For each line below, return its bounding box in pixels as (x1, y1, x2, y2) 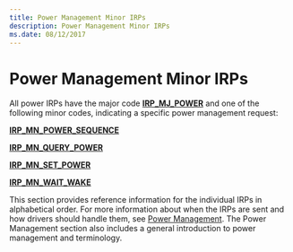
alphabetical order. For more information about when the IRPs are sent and (9, 204, 285, 215)
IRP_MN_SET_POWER (9, 160, 91, 170)
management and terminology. (9, 232, 123, 243)
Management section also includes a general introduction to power (9, 223, 256, 234)
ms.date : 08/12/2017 (9, 30, 87, 39)
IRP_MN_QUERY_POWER (9, 143, 103, 153)
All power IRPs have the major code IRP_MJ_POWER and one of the (9, 98, 260, 109)
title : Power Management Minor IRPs (9, 13, 146, 22)
